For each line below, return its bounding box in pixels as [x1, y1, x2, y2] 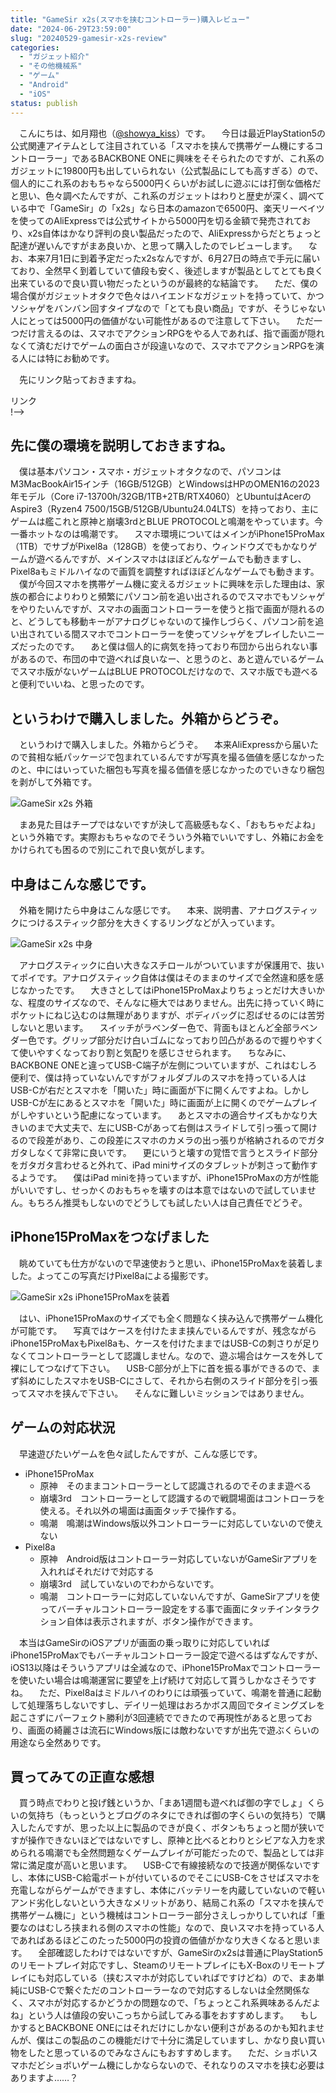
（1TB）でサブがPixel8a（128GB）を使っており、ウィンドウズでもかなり [10, 541, 309, 553]
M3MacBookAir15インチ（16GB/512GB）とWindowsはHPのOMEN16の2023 [10, 478, 320, 490]
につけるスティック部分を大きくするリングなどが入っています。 [18, 916, 281, 928]
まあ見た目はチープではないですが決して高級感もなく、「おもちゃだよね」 [18, 819, 321, 831]
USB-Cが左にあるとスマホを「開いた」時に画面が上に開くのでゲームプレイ [10, 1096, 318, 1108]
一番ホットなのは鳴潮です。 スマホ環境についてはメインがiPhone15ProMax [10, 528, 325, 540]
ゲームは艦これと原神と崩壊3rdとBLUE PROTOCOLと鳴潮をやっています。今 [10, 516, 323, 528]
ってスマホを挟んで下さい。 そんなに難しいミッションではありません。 [10, 1387, 310, 1399]
